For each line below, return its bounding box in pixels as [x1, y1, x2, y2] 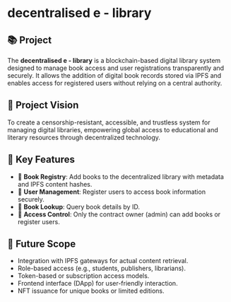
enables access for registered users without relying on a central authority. [7, 79, 223, 87]
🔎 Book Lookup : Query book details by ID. [17, 202, 140, 211]
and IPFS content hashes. [17, 180, 93, 188]
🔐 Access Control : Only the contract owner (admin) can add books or [17, 210, 221, 219]
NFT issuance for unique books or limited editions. [17, 286, 165, 295]
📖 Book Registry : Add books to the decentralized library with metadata [17, 172, 225, 181]
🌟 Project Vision [7, 99, 79, 111]
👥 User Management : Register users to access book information [17, 187, 206, 196]
